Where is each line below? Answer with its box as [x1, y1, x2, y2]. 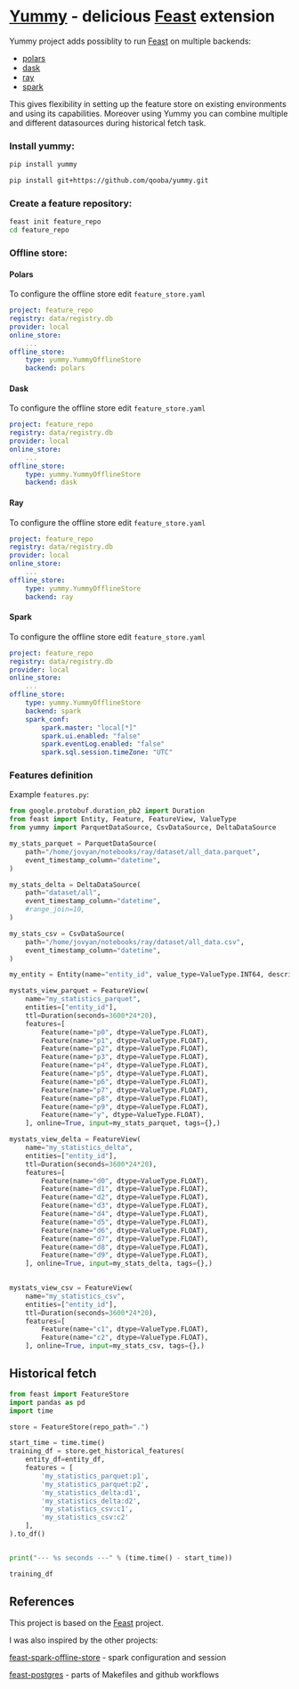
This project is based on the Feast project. [9, 1618, 164, 1628]
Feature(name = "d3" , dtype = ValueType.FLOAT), [41, 1201, 209, 1211]
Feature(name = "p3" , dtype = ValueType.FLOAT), [41, 1053, 209, 1062]
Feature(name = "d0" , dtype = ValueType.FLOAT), [41, 1176, 209, 1186]
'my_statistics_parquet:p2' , [41, 1480, 149, 1489]
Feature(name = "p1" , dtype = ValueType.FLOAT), [41, 1036, 209, 1045]
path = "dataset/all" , [25, 888, 101, 897]
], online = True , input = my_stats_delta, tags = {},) [25, 1259, 214, 1269]
